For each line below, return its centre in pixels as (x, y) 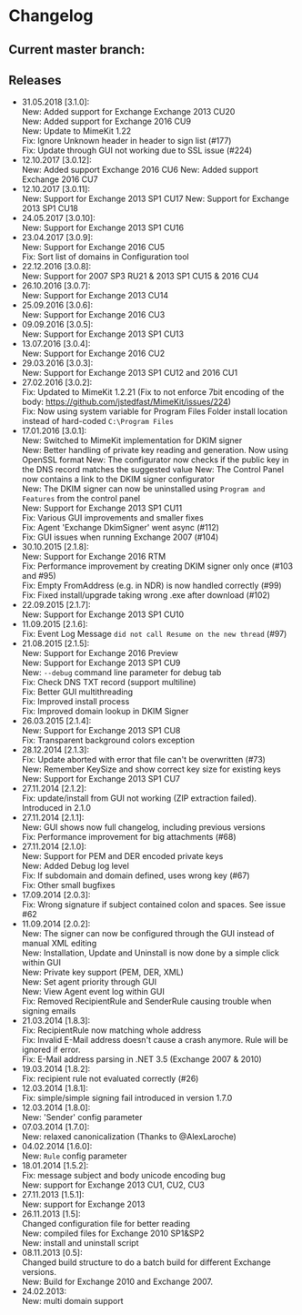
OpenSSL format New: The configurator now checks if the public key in (155, 460)
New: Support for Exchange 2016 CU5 (93, 248)
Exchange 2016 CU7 (60, 179)
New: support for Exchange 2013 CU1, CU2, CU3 (113, 1185)
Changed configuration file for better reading (106, 1224)
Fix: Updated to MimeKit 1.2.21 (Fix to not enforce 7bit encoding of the (153, 392)
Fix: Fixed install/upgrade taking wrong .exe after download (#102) (146, 595)
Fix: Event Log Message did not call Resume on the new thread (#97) (154, 634)
